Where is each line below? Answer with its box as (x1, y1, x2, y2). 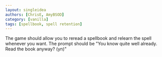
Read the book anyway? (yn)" (5, 46, 67, 52)
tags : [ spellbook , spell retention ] (5, 21, 82, 27)
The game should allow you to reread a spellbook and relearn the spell (5, 35, 152, 41)
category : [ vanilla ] (5, 17, 49, 22)
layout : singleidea (5, 7, 46, 13)
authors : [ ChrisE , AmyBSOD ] (5, 12, 65, 17)
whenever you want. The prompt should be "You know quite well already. (5, 41, 157, 47)
